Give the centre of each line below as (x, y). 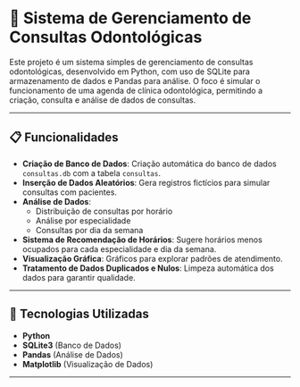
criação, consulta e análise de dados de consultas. (103, 100)
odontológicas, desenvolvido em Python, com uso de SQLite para (129, 72)
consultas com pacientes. (70, 192)
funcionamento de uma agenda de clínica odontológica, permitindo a (136, 90)
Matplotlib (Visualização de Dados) (87, 364)
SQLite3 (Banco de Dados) (72, 345)
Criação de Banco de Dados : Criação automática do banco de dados (149, 164)
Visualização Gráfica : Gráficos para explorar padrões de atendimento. (152, 258)
